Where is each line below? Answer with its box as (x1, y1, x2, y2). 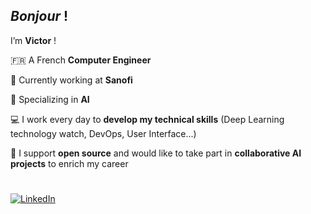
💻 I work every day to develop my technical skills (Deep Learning (10, 113, 285, 125)
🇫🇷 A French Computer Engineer (10, 54, 152, 66)
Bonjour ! (10, 8, 69, 25)
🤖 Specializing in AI (10, 93, 90, 105)
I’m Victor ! (10, 34, 57, 46)
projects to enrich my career (10, 157, 129, 169)
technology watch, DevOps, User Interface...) (10, 127, 197, 139)
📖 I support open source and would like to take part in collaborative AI (10, 147, 302, 159)
